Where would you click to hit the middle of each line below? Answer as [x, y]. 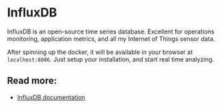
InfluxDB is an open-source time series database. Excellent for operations [111, 31]
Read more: [32, 81]
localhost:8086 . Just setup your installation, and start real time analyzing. [111, 59]
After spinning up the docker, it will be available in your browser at [100, 52]
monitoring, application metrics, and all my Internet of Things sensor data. [111, 38]
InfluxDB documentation [51, 97]
